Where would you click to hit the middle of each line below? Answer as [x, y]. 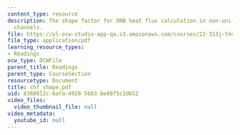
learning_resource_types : [46, 47]
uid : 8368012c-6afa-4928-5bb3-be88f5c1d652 [73, 94]
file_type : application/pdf [49, 41]
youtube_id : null [40, 120]
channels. [28, 27]
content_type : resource [43, 14]
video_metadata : [31, 114]
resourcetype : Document [43, 80]
